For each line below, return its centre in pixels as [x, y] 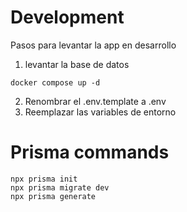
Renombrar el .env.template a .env [95, 101]
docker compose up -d [55, 82]
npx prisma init [44, 179]
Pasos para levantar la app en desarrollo [93, 45]
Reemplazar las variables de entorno [100, 112]
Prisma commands [90, 152]
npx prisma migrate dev [60, 187]
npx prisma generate [53, 196]
